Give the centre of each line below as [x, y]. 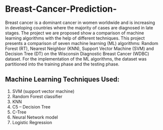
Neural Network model [35, 117]
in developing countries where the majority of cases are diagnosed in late [79, 27]
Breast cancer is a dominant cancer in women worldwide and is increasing [80, 22]
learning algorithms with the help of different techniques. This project [75, 38]
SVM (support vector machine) [43, 91]
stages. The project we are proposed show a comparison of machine [75, 33]
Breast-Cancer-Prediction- [61, 9]
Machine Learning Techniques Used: [62, 79]
